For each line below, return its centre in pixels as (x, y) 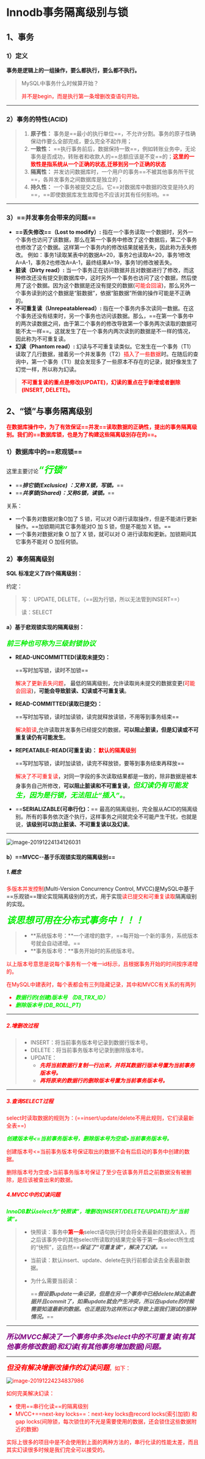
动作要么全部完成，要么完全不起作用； (84, 142)
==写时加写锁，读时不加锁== (52, 670)
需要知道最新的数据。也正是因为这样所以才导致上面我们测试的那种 (113, 1309)
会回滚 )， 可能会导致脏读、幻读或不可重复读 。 (72, 691)
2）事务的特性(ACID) (37, 119)
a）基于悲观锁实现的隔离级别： (45, 627)
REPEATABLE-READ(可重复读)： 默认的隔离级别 (75, 751)
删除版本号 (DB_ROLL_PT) (48, 1005)
